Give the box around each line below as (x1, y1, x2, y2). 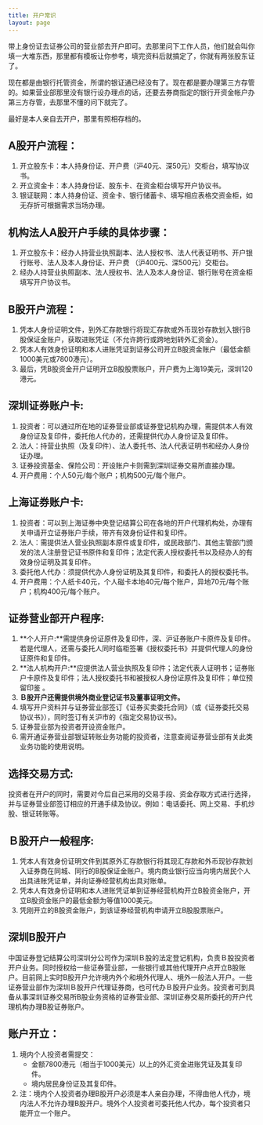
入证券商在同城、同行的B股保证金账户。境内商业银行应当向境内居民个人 (19, 866, 250, 876)
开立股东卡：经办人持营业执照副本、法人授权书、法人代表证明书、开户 (19, 248, 247, 257)
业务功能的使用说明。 (19, 742, 88, 752)
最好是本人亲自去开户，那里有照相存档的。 (8, 114, 146, 123)
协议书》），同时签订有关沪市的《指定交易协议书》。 (19, 712, 182, 722)
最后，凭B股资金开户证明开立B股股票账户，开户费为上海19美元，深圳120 (19, 364, 253, 373)
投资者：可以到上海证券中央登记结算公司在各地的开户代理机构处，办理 (19, 518, 247, 527)
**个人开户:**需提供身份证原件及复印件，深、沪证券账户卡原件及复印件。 (19, 634, 255, 643)
